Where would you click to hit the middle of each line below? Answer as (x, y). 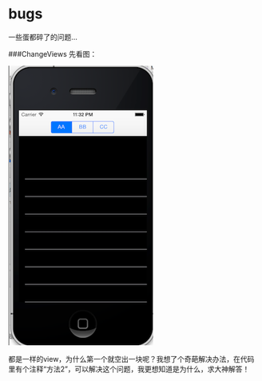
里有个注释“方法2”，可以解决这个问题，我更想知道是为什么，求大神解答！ (129, 369)
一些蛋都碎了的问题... (43, 37)
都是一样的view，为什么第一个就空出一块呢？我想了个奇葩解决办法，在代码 (131, 359)
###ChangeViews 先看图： (53, 54)
